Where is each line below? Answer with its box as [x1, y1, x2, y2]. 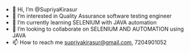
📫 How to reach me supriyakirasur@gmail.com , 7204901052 [12, 39, 167, 46]
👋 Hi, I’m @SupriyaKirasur [12, 6, 78, 13]
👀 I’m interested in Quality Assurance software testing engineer [12, 12, 172, 20]
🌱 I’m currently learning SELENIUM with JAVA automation [12, 19, 157, 26]
